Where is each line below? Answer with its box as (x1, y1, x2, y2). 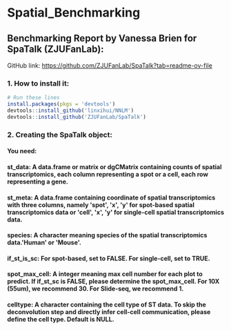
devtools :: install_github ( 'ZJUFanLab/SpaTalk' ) (7, 113, 147, 120)
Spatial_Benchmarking (7, 5, 141, 21)
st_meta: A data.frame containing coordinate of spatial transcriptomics (7, 193, 216, 202)
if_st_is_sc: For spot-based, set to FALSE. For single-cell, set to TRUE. (7, 254, 210, 262)
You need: (7, 147, 37, 155)
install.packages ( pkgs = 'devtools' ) (7, 101, 116, 108)
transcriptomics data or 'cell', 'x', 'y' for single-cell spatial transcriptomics (7, 208, 224, 216)
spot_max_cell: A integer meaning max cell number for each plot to (7, 270, 203, 278)
